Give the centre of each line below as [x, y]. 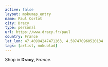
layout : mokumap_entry [28, 14]
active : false [19, 9]
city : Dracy [17, 23]
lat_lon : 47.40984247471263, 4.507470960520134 [54, 41]
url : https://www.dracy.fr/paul [38, 32]
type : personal [20, 28]
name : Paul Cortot [24, 18]
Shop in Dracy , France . [28, 59]
